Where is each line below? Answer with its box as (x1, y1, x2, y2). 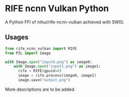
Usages (5, 33, 29, 41)
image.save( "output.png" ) (17, 78, 70, 82)
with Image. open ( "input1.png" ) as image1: (14, 64, 101, 69)
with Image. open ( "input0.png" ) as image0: (5, 59, 92, 64)
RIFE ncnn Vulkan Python (5, 3, 109, 14)
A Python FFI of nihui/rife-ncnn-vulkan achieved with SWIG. (5, 19, 125, 25)
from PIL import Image (5, 51, 51, 56)
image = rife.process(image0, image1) (17, 73, 97, 78)
